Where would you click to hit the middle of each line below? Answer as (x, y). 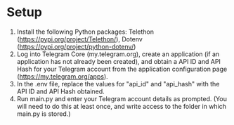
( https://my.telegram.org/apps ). (62, 76)
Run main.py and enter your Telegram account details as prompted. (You (122, 98)
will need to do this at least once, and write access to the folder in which (121, 106)
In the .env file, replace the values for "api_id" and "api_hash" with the (118, 84)
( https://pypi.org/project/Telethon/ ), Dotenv (80, 39)
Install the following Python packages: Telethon (85, 32)
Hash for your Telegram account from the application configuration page (122, 69)
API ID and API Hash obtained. (60, 91)
